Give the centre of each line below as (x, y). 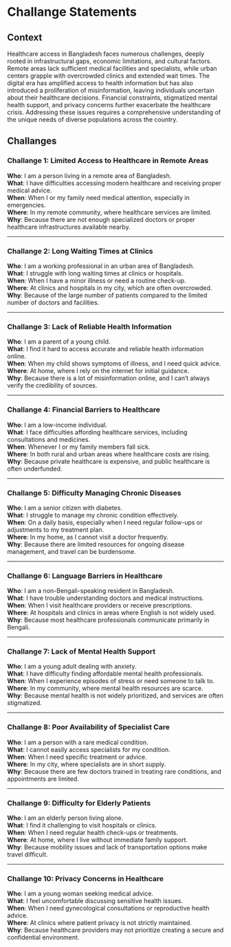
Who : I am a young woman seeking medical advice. (80, 893)
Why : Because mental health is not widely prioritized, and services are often (115, 695)
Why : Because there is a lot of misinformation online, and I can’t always (109, 378)
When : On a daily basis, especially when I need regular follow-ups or (105, 522)
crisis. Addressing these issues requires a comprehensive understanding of (114, 112)
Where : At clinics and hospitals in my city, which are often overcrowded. (110, 288)
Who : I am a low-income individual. (57, 425)
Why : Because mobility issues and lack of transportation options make (107, 847)
